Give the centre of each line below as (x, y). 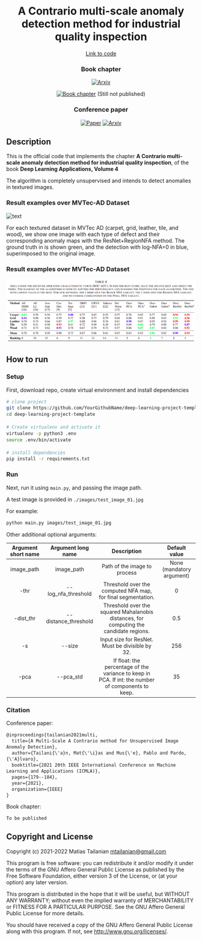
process (127, 572)
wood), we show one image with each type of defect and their (83, 234)
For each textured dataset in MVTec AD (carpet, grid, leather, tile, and (92, 228)
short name (25, 554)
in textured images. (30, 187)
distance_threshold (69, 621)
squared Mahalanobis (127, 611)
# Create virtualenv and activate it (54, 427)
